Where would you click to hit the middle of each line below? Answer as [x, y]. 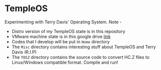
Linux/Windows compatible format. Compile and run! [65, 62]
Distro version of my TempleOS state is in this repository [69, 31]
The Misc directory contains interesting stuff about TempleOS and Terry [84, 47]
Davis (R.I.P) [24, 52]
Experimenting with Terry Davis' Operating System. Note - [63, 22]
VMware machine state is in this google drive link [61, 36]
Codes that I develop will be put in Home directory [61, 41]
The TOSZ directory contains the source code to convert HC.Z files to [80, 57]
